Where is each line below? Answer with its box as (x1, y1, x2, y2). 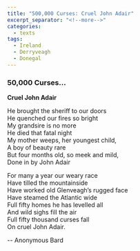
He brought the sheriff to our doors (7, 107, 107, 115)
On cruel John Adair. (7, 223, 66, 231)
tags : (7, 36, 23, 43)
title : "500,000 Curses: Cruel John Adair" (7, 10, 134, 17)
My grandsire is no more (7, 121, 77, 130)
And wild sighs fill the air (7, 208, 77, 217)
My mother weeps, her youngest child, (7, 136, 117, 145)
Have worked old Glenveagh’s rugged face (7, 186, 128, 194)
